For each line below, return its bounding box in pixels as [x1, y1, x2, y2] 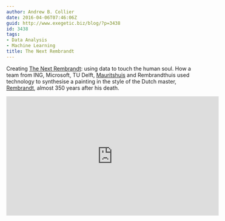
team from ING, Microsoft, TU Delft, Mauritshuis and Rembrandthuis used [6, 71, 190, 79]
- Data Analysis [6, 37, 47, 43]
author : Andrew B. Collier [6, 8, 75, 15]
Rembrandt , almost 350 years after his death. [6, 84, 119, 91]
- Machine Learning [6, 43, 56, 49]
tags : [6, 31, 20, 38]
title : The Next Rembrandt [6, 48, 75, 54]
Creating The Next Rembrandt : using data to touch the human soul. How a [6, 65, 191, 72]
